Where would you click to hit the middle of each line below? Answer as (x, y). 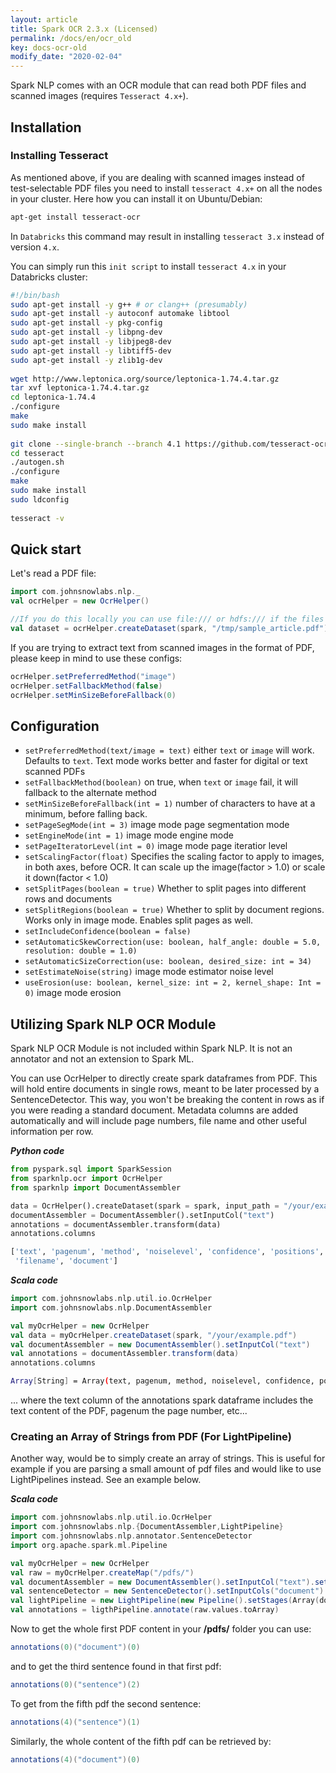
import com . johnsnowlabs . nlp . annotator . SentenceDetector (131, 1536)
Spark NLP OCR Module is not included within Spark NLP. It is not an (151, 1048)
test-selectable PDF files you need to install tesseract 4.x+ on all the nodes (166, 188)
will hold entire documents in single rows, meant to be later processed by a (165, 1089)
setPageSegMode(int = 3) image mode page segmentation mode (157, 825)
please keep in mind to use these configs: (96, 658)
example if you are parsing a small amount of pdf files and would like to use (166, 1469)
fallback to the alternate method (90, 793)
